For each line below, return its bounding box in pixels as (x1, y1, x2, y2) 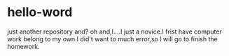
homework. (7, 42, 40, 50)
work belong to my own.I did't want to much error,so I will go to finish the (7, 34, 218, 43)
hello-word (7, 4, 73, 20)
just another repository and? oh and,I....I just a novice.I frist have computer (7, 27, 222, 36)
